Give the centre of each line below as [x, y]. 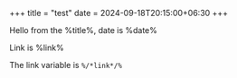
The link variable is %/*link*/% [66, 65]
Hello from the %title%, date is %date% [84, 30]
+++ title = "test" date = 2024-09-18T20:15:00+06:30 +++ [119, 13]
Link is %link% [37, 48]
